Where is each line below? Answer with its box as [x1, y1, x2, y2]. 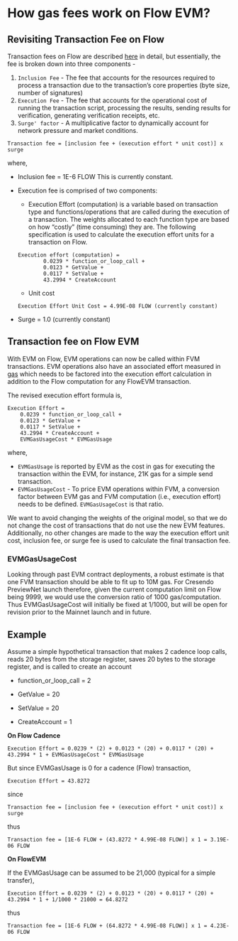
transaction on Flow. [28, 238, 88, 246]
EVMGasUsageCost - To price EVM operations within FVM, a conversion [17, 485, 220, 493]
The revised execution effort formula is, [7, 391, 123, 399]
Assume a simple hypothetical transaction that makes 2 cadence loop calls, [7, 647, 227, 655]
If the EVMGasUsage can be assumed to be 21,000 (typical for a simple [7, 869, 216, 877]
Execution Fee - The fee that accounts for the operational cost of [17, 96, 208, 104]
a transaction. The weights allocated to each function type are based [28, 215, 229, 223]
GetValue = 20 [17, 689, 60, 698]
